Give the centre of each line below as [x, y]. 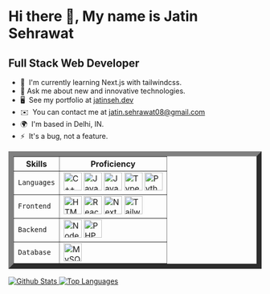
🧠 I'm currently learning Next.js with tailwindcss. [101, 82]
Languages [37, 183]
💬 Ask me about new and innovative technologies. [103, 91]
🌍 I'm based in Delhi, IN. [62, 124]
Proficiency [113, 164]
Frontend [35, 206]
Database [35, 252]
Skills [36, 164]
